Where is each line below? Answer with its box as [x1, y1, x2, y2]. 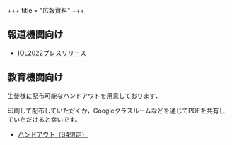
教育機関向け [7, 71, 64, 83]
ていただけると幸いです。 [7, 115, 81, 123]
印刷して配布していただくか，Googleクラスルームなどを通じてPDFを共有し [7, 106, 226, 115]
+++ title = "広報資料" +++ [7, 6, 85, 14]
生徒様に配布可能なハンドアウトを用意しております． [7, 91, 162, 100]
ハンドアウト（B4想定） [17, 130, 88, 139]
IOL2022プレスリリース [17, 49, 86, 57]
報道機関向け [7, 29, 64, 41]
